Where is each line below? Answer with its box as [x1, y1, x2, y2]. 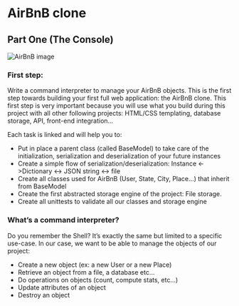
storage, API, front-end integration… [7, 116, 114, 126]
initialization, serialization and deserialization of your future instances [17, 152, 221, 160]
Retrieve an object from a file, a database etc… [17, 267, 155, 276]
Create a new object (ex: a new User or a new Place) [17, 260, 172, 269]
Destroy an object [17, 290, 70, 299]
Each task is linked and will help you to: [7, 131, 122, 139]
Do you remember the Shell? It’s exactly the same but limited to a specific [7, 231, 223, 240]
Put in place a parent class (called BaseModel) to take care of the [17, 144, 209, 153]
